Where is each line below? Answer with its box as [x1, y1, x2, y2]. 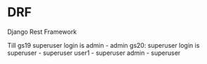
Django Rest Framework [7, 27, 77, 36]
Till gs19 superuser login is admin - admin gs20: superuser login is [7, 41, 200, 49]
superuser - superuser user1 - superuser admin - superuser [7, 49, 181, 57]
